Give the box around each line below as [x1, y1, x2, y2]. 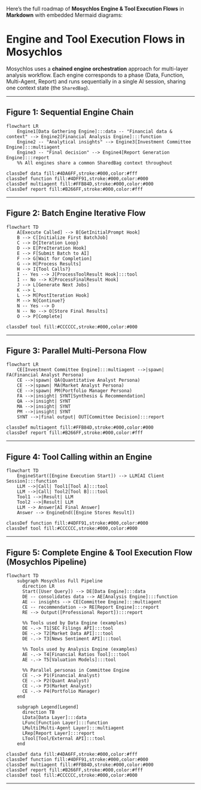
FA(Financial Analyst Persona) [6, 372, 84, 378]
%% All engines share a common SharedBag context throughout [17, 160, 172, 166]
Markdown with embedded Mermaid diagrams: [6, 11, 123, 19]
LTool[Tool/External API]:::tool [22, 735, 106, 741]
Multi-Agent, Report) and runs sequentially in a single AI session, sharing [6, 77, 186, 85]
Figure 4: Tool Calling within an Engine [6, 451, 153, 462]
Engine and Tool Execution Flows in [6, 32, 185, 46]
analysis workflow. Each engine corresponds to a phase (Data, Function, [6, 71, 184, 79]
